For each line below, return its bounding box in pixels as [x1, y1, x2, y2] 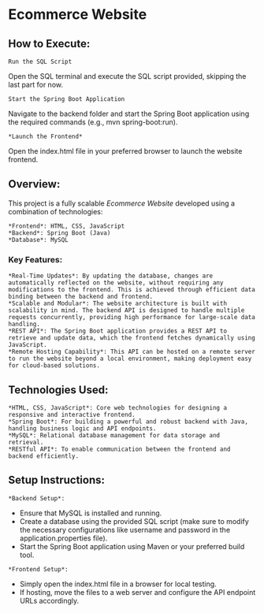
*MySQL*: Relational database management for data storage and [8, 431, 221, 439]
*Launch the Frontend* [8, 132, 83, 140]
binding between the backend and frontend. [8, 293, 154, 301]
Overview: [8, 177, 61, 191]
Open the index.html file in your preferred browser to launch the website [8, 147, 243, 155]
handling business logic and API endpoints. [8, 424, 157, 433]
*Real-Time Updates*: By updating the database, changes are [8, 272, 214, 280]
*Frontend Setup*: [8, 565, 69, 573]
